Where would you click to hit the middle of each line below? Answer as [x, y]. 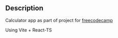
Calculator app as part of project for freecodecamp [59, 20]
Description [24, 8]
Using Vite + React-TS [29, 30]
